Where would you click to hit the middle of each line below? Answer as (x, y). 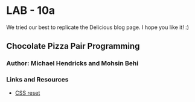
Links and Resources (37, 80)
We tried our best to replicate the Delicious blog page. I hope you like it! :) (97, 27)
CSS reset (27, 93)
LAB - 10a (31, 11)
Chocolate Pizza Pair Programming (73, 46)
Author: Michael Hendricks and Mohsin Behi (72, 63)
